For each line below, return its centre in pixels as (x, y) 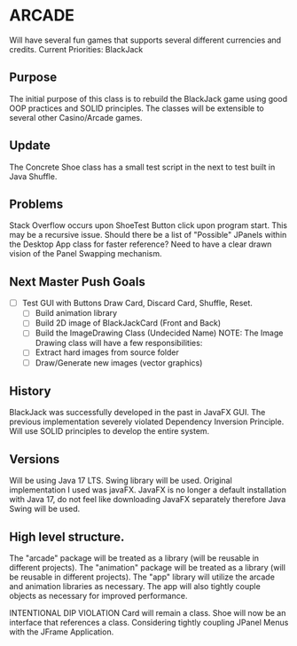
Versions (35, 459)
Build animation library (76, 313)
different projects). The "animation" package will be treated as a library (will (148, 567)
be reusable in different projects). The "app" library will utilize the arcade (142, 577)
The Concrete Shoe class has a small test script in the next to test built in (142, 167)
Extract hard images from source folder (107, 352)
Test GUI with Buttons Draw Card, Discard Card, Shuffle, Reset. (137, 303)
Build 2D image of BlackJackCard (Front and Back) (128, 323)
